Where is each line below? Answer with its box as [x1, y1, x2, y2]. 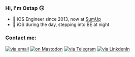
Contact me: [5, 34, 37, 41]
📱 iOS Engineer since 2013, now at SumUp [12, 16, 102, 22]
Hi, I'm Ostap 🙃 [5, 5, 45, 12]
